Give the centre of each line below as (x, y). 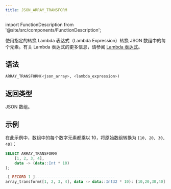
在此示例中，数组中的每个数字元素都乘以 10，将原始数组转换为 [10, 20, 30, (85, 138)
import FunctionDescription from (40, 24)
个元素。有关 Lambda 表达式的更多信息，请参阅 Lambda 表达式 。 (74, 47)
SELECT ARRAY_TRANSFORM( (32, 153)
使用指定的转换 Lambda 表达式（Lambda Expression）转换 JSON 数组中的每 (86, 40)
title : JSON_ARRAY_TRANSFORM (36, 10)
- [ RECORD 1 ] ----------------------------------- (60, 177)
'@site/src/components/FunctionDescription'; (53, 30)
